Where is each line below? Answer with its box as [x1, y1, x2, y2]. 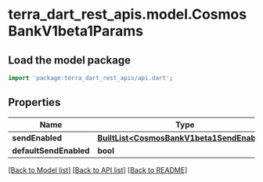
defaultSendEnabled [12, 145, 90, 156]
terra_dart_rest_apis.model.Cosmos [8, 5, 247, 24]
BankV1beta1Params [8, 22, 143, 40]
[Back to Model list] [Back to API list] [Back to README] [8, 165, 188, 174]
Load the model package [8, 53, 131, 67]
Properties [8, 96, 61, 109]
